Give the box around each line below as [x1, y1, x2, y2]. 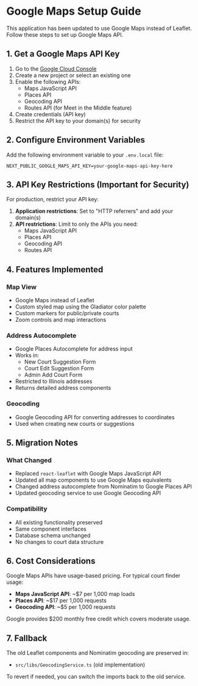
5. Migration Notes [6, 438, 78, 448]
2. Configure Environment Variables [6, 135, 145, 145]
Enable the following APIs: [15, 78, 81, 85]
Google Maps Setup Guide [6, 4, 141, 18]
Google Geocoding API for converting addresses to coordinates [15, 413, 175, 420]
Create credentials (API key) [15, 110, 87, 117]
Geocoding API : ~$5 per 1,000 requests [15, 603, 116, 611]
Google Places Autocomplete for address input [15, 345, 133, 352]
